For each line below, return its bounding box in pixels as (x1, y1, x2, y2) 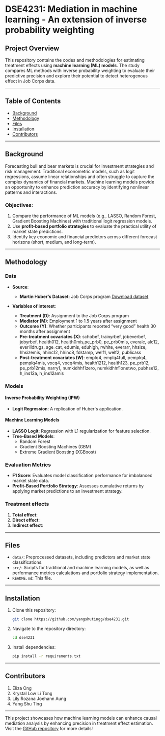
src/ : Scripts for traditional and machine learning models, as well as (12, 565, 150, 571)
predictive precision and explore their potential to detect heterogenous (5, 73, 148, 78)
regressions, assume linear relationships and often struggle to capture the (5, 174, 155, 180)
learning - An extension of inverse (5, 14, 147, 25)
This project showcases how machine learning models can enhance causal (5, 715, 157, 721)
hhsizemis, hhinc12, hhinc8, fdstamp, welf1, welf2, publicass (19, 349, 141, 355)
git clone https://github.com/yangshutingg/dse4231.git (12, 617, 129, 622)
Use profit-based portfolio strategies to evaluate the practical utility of (12, 223, 157, 229)
